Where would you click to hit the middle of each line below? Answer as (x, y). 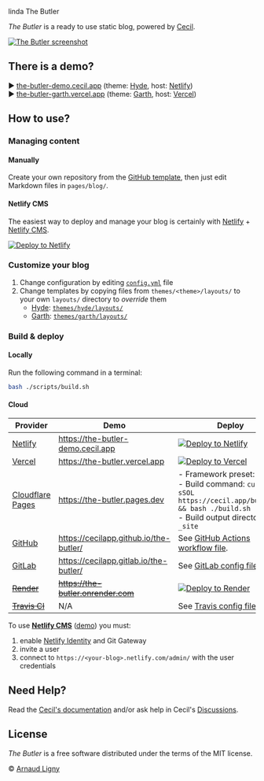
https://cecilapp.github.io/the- (115, 539)
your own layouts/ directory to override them (93, 299)
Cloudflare (31, 495)
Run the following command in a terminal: (75, 372)
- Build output (204, 517)
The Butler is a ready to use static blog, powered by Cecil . (102, 26)
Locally (20, 355)
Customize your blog (49, 265)
